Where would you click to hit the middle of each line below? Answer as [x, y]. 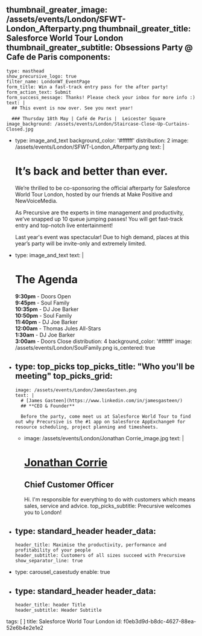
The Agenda [46, 279]
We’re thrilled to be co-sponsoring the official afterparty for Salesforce [103, 188]
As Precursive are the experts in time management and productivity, [99, 212]
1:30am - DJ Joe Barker [45, 335]
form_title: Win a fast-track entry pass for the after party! [87, 87]
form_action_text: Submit [39, 92]
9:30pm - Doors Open [43, 296]
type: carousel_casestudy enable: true [62, 572]
